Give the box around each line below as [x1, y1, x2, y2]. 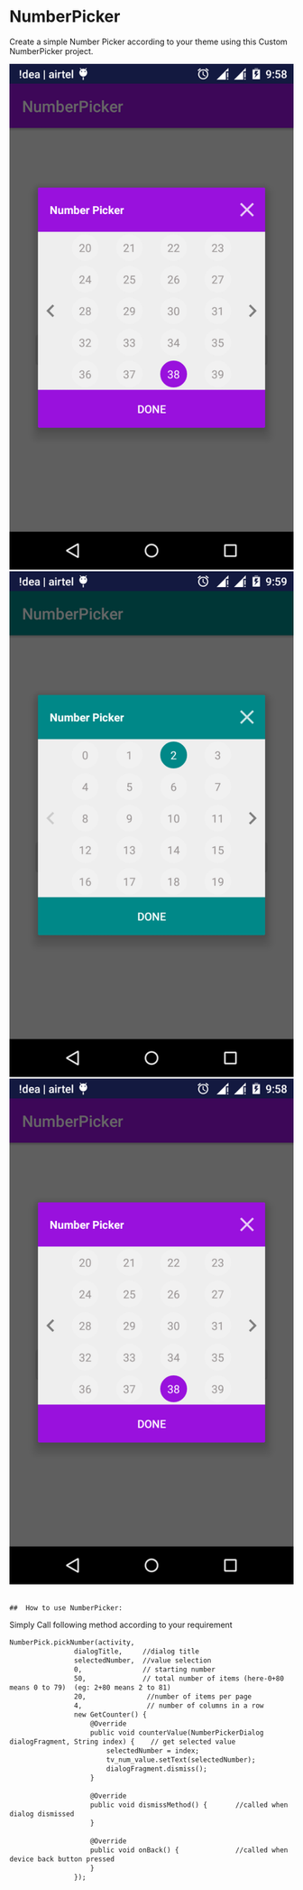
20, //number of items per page [73, 1691, 252, 1701]
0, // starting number [73, 1664, 216, 1674]
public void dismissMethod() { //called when [89, 1800, 289, 1810]
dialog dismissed [9, 1809, 75, 1819]
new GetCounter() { [73, 1709, 147, 1719]
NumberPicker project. [9, 45, 94, 56]
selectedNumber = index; [106, 1746, 200, 1755]
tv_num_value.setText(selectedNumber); [106, 1755, 256, 1764]
